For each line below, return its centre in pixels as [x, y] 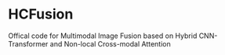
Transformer [28, 43]
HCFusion [41, 14]
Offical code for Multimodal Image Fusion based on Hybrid [103, 36]
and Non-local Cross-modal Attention [110, 43]
